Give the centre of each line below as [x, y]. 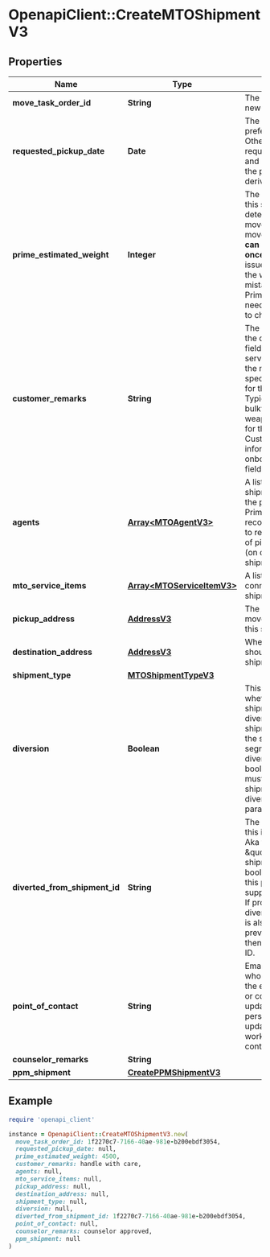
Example [31, 1101]
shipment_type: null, [52, 1201]
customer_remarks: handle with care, [79, 1164]
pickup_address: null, [53, 1186]
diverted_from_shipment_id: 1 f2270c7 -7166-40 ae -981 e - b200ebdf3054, [131, 1217]
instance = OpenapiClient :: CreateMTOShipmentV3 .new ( [98, 1134]
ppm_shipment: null [48, 1238]
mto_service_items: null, [59, 1179]
